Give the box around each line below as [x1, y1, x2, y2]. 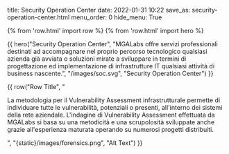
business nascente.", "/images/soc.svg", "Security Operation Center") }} [7, 69, 214, 77]
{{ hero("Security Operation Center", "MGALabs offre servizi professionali [7, 40, 219, 48]
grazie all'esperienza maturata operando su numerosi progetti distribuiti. [7, 126, 214, 133]
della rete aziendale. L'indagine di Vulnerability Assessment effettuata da [7, 110, 215, 119]
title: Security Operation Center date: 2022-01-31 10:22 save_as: [7, 6, 191, 14]
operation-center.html [7, 13, 70, 21]
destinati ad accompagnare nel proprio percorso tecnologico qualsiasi [7, 48, 207, 55]
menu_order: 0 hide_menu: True [71, 13, 162, 21]
